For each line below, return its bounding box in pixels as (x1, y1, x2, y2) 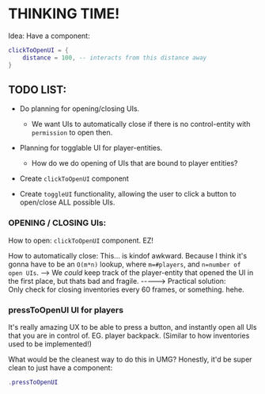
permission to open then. (31, 128, 113, 137)
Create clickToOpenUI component (19, 174, 129, 183)
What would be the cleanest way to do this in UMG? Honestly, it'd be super (8, 354, 252, 364)
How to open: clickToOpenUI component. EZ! (8, 235, 154, 245)
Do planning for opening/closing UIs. (19, 104, 140, 113)
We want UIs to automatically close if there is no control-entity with (31, 120, 251, 129)
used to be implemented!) (8, 339, 93, 349)
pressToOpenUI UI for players (8, 304, 124, 316)
